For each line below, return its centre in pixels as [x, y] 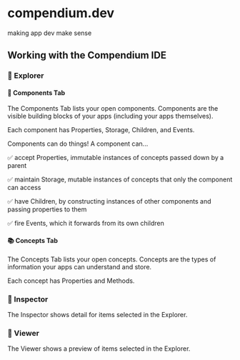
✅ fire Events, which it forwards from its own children [86, 224]
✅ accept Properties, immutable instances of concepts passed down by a [116, 158]
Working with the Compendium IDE [87, 55]
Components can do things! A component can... [78, 144]
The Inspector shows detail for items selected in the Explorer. [97, 314]
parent [17, 166]
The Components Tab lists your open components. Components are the [113, 109]
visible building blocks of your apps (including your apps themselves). [110, 116]
